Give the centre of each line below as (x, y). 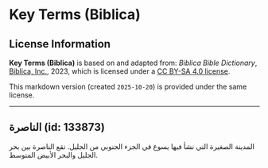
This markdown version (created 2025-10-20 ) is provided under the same (128, 86)
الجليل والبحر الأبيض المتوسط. (54, 155)
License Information (60, 44)
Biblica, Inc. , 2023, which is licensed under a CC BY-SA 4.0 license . (120, 71)
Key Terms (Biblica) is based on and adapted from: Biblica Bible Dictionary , (133, 63)
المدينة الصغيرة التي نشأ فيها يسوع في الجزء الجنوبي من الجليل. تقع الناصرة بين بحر (132, 146)
